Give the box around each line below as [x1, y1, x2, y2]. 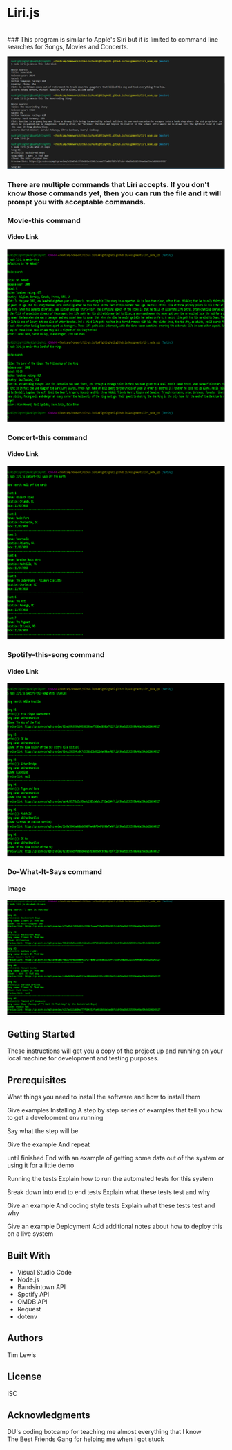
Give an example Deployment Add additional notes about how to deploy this [7, 1222, 223, 1231]
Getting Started [7, 1028, 75, 1040]
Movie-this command [7, 216, 81, 225]
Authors [7, 1332, 43, 1344]
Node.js [17, 1275, 40, 1284]
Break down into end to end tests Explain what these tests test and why [7, 1188, 211, 1196]
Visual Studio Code [17, 1268, 72, 1276]
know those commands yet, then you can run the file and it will [7, 189, 222, 198]
